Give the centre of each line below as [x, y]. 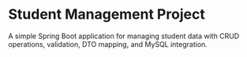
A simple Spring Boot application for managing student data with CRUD [124, 36]
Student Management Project [107, 14]
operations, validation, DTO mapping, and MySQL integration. [108, 44]
